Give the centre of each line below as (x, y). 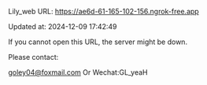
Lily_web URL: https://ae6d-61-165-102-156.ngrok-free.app (103, 11)
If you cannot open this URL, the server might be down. (98, 42)
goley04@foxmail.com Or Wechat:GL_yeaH (78, 72)
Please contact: (33, 57)
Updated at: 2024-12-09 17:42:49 (63, 26)
